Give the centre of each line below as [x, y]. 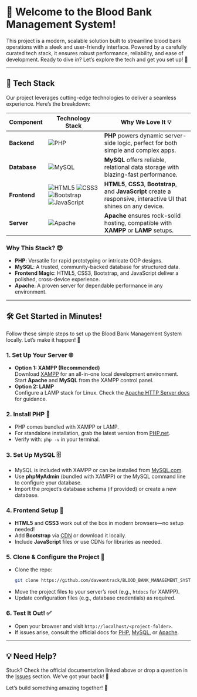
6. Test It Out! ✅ [29, 613]
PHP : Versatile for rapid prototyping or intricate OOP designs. [89, 261]
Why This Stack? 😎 [35, 248]
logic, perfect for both [147, 143]
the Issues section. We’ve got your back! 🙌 [58, 676]
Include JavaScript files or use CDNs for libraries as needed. [88, 542]
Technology [74, 118]
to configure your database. [48, 482]
